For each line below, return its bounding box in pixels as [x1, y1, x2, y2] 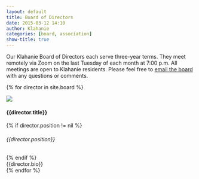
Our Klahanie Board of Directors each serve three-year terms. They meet [6, 53, 186, 60]
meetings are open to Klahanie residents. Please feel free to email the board [6, 66, 193, 72]
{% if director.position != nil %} [6, 122, 82, 129]
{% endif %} [6, 154, 37, 162]
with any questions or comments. [6, 72, 88, 79]
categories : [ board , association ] [6, 31, 93, 37]
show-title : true [6, 37, 50, 43]
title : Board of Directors [6, 14, 74, 20]
